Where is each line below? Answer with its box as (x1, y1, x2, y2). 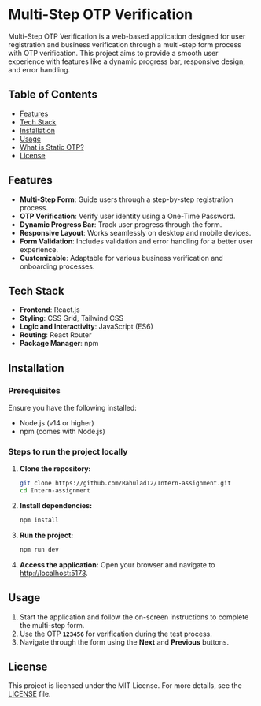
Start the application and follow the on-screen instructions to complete (19, 612, 249, 622)
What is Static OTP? (19, 142, 84, 151)
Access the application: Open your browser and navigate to (19, 559, 215, 569)
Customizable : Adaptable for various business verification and (19, 253, 224, 262)
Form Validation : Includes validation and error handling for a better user (19, 236, 253, 246)
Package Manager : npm (19, 339, 99, 348)
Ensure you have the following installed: (8, 403, 138, 413)
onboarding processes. (19, 262, 95, 271)
